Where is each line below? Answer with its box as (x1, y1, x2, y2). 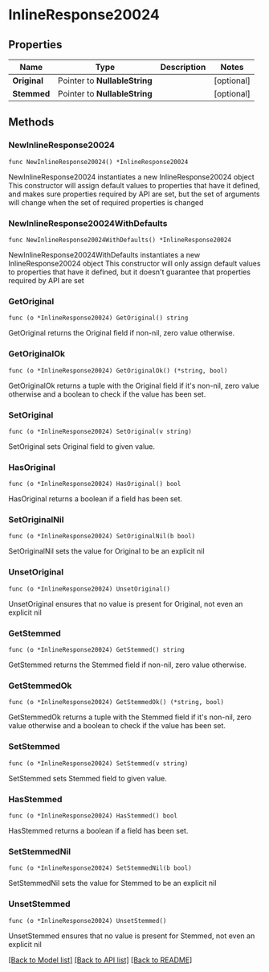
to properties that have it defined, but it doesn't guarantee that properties (8, 267, 251, 277)
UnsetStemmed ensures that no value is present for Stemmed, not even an (8, 931, 255, 941)
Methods (8, 115, 55, 130)
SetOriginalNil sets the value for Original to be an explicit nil (8, 546, 205, 556)
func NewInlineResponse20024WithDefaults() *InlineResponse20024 (8, 236, 231, 244)
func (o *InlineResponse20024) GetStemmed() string (8, 646, 185, 654)
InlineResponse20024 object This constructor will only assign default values (8, 258, 261, 268)
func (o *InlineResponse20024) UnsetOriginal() (8, 585, 171, 593)
